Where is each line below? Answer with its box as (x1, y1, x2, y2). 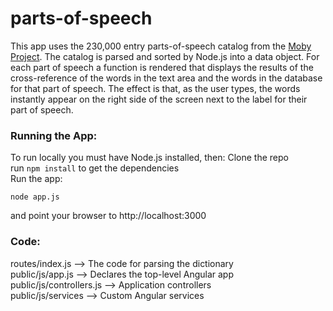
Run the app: (10, 173, 63, 185)
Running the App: (10, 128, 98, 142)
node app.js (10, 192, 60, 202)
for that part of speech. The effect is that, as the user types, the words (10, 82, 301, 94)
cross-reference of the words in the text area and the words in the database (10, 72, 323, 84)
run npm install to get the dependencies (10, 162, 180, 174)
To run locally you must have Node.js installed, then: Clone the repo (10, 152, 289, 164)
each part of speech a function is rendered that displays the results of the (10, 61, 314, 73)
